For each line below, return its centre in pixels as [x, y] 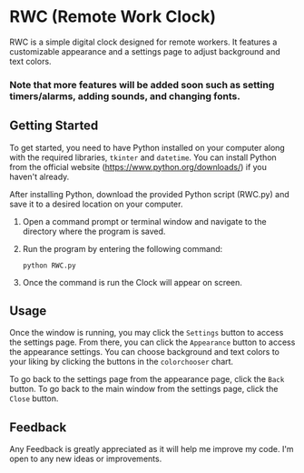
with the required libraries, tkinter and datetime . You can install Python [143, 157]
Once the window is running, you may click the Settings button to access [147, 333]
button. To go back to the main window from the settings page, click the [144, 389]
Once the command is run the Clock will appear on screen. [132, 282]
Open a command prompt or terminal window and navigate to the [144, 221]
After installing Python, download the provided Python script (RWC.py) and [149, 194]
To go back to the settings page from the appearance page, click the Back [147, 379]
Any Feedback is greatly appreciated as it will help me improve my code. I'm [152, 449]
